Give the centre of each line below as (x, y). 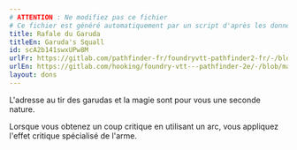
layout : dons (33, 75)
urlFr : (21, 58)
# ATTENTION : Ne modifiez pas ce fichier (88, 17)
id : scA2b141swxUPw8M (49, 50)
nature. (22, 109)
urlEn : (21, 67)
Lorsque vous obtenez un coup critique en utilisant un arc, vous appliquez (144, 126)
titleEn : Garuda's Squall (57, 42)
